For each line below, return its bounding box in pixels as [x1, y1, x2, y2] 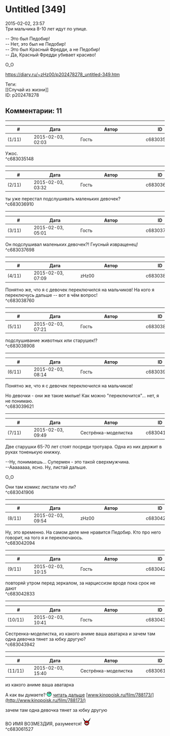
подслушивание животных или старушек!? [5, 337, 98, 343]
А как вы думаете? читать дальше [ [5, 691, 88, 698]
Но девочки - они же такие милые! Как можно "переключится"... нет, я [5, 393, 159, 399]
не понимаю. [5, 398, 33, 404]
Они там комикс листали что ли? [5, 483, 76, 490]
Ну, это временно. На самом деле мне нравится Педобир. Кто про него [5, 529, 161, 535]
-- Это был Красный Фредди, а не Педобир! [5, 46, 100, 52]
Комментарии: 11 [5, 107, 62, 115]
